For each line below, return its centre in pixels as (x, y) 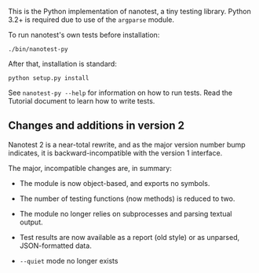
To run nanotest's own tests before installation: (84, 35)
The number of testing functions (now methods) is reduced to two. (127, 198)
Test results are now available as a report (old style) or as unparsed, (129, 237)
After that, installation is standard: (63, 64)
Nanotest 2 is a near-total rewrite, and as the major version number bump (127, 144)
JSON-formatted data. (55, 246)
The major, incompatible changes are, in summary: (90, 168)
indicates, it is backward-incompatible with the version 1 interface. (115, 153)
